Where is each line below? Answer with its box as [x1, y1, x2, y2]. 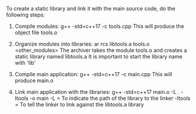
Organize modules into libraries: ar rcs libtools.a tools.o [14, 41, 150, 47]
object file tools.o [14, 29, 58, 36]
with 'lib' [14, 59, 36, 66]
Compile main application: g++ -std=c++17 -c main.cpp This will [14, 71, 172, 77]
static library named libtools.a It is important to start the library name [14, 53, 183, 60]
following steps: [6, 11, 45, 18]
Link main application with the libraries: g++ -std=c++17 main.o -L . [14, 89, 180, 95]
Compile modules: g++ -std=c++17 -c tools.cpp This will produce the [14, 23, 184, 30]
